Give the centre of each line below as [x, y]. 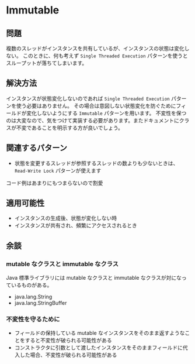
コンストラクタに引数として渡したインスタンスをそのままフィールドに [98, 348]
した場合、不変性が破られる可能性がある [68, 355]
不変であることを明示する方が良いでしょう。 [70, 128]
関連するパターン [36, 148]
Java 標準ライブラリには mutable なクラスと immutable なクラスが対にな [94, 278]
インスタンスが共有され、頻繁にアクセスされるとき [76, 225]
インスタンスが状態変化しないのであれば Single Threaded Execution [88, 98]
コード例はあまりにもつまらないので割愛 [55, 183]
